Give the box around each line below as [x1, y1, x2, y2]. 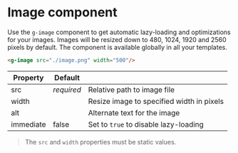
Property [13, 73, 44, 83]
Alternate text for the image [88, 107, 180, 117]
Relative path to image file [88, 85, 175, 95]
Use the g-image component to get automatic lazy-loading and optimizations [7, 28, 231, 36]
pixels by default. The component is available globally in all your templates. [7, 43, 228, 51]
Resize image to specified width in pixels [88, 96, 224, 106]
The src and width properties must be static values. [24, 137, 177, 146]
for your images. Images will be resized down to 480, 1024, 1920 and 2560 [7, 35, 227, 43]
